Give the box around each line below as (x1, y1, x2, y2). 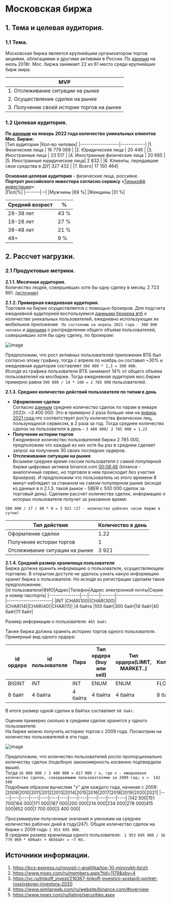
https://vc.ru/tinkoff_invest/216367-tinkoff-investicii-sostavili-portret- (12, 875, 158, 882)
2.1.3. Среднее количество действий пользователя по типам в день (5, 388, 157, 395)
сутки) (5, 510, 19, 515)
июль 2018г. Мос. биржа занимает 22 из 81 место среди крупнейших (5, 61, 156, 67)
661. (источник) (5, 289, 39, 296)
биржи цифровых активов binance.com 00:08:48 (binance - (12, 463, 141, 469)
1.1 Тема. (5, 39, 28, 46)
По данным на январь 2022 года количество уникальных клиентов (5, 130, 156, 137)
